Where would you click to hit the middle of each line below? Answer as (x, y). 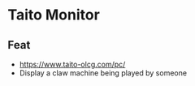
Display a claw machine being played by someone (103, 73)
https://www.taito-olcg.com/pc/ (72, 64)
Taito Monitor (54, 15)
